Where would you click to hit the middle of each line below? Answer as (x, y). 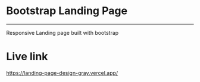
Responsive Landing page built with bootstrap (62, 32)
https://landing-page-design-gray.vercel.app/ (62, 73)
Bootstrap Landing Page (67, 11)
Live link (27, 57)
